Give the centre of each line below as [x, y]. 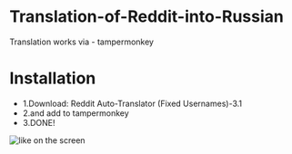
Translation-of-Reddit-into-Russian [146, 17]
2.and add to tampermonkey [76, 113]
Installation [53, 78]
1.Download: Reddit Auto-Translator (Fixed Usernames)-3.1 [132, 103]
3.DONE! [39, 122]
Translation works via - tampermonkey [82, 42]
